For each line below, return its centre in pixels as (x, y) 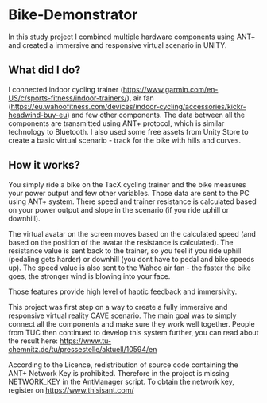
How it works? (44, 165)
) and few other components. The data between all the (156, 115)
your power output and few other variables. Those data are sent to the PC (129, 193)
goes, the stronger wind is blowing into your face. (89, 276)
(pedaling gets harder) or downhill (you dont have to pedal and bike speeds (132, 259)
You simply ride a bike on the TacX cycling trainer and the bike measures (127, 184)
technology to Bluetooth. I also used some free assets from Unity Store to (128, 131)
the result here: (33, 341)
